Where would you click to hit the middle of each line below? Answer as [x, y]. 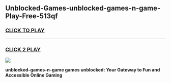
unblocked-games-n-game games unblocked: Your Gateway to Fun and [83, 69]
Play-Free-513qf [32, 16]
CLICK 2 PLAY [23, 49]
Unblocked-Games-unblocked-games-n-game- [83, 8]
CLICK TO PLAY [25, 31]
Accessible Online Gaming [34, 75]
